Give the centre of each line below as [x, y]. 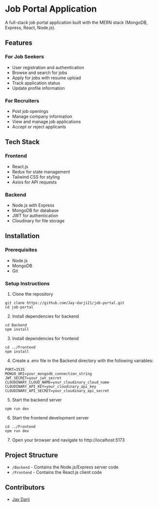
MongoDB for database [35, 210]
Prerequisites [21, 250]
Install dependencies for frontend [45, 338]
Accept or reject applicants [39, 127]
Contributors [25, 488]
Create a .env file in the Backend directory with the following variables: [83, 361]
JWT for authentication [35, 216]
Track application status [36, 83]
